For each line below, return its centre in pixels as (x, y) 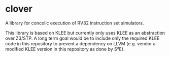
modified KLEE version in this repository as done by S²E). (65, 49)
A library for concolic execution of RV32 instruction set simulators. (75, 23)
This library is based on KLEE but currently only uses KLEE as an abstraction (85, 33)
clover (19, 9)
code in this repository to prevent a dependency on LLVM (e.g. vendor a (80, 43)
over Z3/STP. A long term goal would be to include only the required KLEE (82, 38)
